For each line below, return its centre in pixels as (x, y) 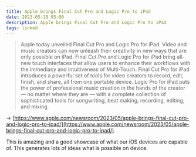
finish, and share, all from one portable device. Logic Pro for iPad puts (105, 82)
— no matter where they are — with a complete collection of (93, 94)
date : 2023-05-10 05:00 (35, 17)
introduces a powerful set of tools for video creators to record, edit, (102, 76)
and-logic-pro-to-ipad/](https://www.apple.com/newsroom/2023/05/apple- (98, 124)
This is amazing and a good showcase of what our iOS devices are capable (97, 142)
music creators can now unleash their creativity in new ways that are (103, 51)
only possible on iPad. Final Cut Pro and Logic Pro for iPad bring (98, 57)
